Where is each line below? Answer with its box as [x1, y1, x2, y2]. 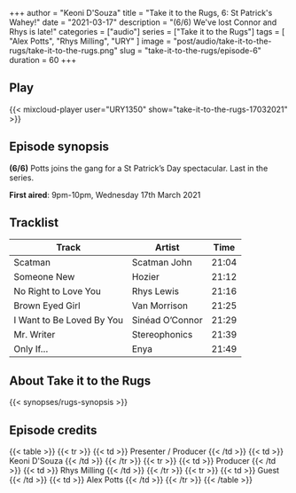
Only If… [13, 343, 49, 355]
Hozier [131, 271, 160, 283]
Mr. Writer [13, 329, 56, 341]
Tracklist [9, 215, 59, 230]
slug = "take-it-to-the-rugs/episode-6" [119, 45, 261, 56]
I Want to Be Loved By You [13, 314, 124, 327]
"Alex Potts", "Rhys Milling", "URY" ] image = [9, 36, 172, 46]
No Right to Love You [13, 285, 102, 298]
